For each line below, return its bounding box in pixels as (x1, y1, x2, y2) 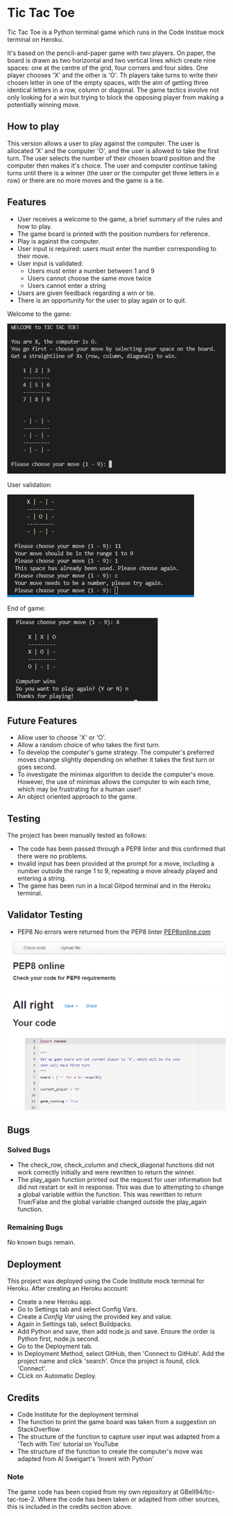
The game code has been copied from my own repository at (7, 1487, 179, 1497)
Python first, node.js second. (17, 1334, 101, 1343)
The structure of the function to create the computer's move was (17, 1447, 203, 1455)
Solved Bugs (7, 1144, 51, 1154)
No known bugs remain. (7, 1238, 76, 1247)
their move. (17, 252, 50, 260)
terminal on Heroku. (7, 35, 64, 43)
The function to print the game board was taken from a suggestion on (17, 1418, 216, 1426)
